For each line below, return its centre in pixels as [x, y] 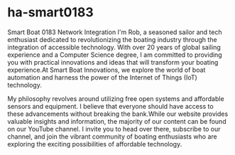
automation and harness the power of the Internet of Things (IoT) [102, 77]
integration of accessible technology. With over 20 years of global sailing [114, 47]
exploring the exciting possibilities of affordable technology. [95, 144]
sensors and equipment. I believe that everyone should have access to [111, 106]
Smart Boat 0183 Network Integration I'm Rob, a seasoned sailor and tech [115, 32]
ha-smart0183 [50, 12]
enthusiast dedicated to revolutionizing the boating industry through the [113, 39]
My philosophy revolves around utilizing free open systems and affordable [116, 98]
